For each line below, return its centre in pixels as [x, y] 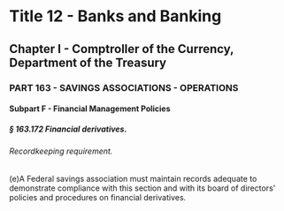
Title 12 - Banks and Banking [115, 16]
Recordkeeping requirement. [61, 151]
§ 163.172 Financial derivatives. [68, 129]
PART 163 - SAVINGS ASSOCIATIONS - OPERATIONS [124, 87]
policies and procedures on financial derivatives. [98, 197]
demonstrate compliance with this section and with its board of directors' [142, 188]
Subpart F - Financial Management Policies [90, 109]
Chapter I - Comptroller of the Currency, [122, 49]
